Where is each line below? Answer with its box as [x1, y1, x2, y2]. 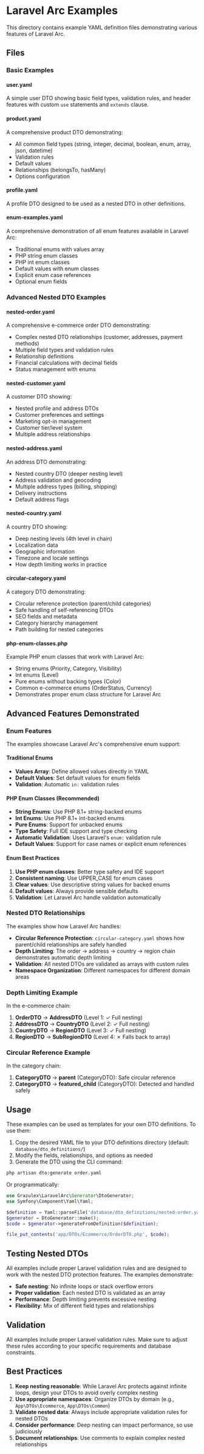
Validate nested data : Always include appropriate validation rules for [15, 1408, 188, 1416]
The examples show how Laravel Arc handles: [6, 922, 121, 930]
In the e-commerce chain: [6, 1002, 71, 1009]
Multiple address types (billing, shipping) [15, 482, 117, 490]
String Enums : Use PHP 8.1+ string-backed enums [15, 808, 142, 815]
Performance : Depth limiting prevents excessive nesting [15, 1295, 157, 1303]
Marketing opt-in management [15, 417, 92, 425]
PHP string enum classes [15, 252, 78, 259]
